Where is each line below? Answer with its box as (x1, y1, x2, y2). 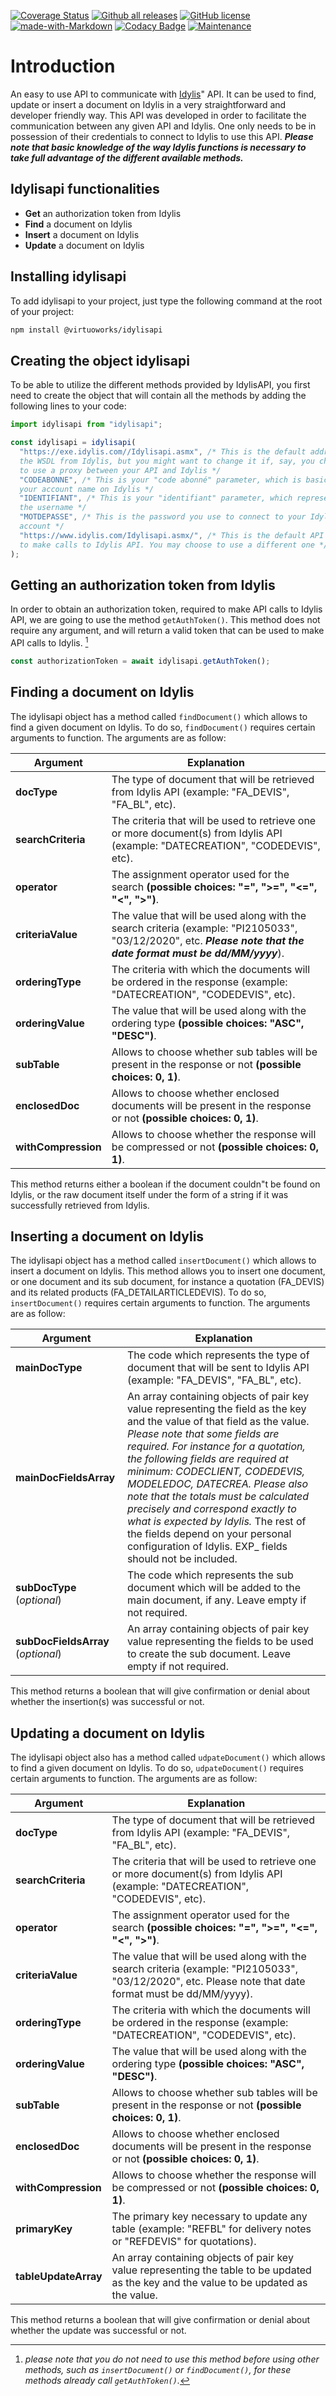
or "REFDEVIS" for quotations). (111, 2235, 257, 2249)
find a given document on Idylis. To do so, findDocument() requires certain (10, 721, 316, 733)
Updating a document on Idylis (10, 1725, 205, 1742)
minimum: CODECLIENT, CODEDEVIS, (126, 1465, 306, 1479)
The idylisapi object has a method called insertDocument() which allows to (10, 1255, 317, 1267)
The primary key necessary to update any (111, 2210, 308, 2224)
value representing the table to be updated (111, 2263, 312, 2277)
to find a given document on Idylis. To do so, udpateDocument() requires (10, 1762, 304, 1774)
